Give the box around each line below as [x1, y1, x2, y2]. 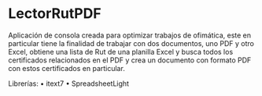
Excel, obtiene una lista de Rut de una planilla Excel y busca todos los [8, 47, 234, 56]
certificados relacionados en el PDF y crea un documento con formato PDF [8, 55, 252, 65]
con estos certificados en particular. [8, 63, 126, 73]
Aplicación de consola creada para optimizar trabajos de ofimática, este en [8, 30, 252, 40]
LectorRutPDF [8, 5, 101, 23]
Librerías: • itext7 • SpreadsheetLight [8, 79, 130, 88]
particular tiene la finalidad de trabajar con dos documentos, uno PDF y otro [8, 38, 254, 48]
